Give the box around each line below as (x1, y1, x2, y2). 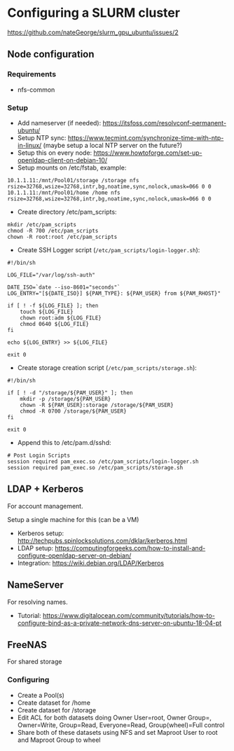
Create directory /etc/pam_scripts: (17, 207, 117, 216)
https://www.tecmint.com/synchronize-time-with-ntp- (67, 133, 224, 142)
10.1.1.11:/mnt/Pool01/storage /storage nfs (7, 177, 139, 184)
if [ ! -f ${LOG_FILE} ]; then (7, 302, 99, 309)
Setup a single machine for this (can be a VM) (7, 515, 139, 523)
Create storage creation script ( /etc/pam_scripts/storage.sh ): (17, 363, 198, 372)
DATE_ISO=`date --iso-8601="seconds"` (7, 284, 121, 291)
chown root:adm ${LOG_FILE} (20, 314, 102, 322)
